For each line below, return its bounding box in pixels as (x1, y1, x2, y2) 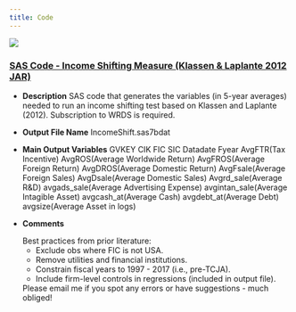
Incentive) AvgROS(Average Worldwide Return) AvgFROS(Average (21, 153, 266, 164)
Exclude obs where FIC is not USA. (35, 244, 164, 255)
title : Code (9, 12, 53, 22)
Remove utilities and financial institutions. (35, 254, 188, 265)
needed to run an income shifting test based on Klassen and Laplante (21, 100, 277, 111)
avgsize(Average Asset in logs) (21, 201, 136, 211)
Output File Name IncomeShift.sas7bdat (21, 127, 171, 137)
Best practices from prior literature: (21, 235, 152, 246)
